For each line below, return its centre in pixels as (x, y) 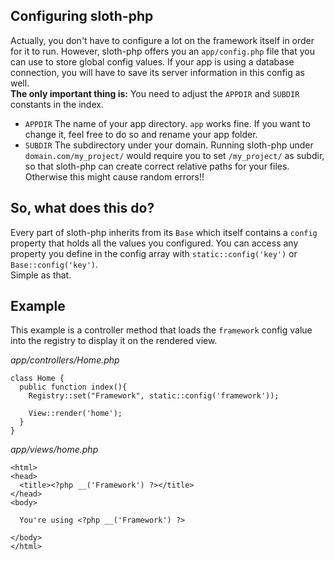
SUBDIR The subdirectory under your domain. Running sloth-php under (169, 145)
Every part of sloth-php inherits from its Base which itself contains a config (164, 232)
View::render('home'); (75, 414)
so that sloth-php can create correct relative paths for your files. (157, 166)
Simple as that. (41, 275)
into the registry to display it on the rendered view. (114, 341)
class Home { (37, 379)
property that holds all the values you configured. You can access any (154, 243)
